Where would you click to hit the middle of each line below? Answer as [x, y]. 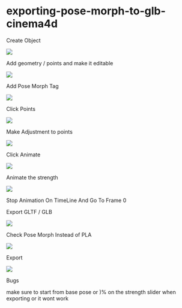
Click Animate [23, 155]
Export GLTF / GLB [29, 212]
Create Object [23, 40]
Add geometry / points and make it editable [60, 63]
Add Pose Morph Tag [32, 86]
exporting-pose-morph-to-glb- [86, 11]
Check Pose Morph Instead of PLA [49, 234]
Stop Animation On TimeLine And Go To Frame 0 [66, 200]
